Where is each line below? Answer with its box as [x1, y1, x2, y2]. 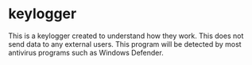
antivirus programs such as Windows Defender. [8, 48, 165, 57]
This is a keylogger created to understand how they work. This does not [8, 31, 244, 40]
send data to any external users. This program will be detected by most [8, 39, 242, 48]
